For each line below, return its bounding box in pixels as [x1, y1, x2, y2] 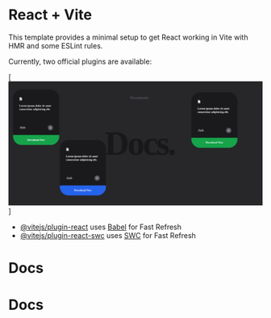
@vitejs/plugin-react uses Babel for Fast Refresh [19, 222, 182, 232]
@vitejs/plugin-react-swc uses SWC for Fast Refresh [19, 230, 196, 240]
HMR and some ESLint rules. [8, 40, 103, 50]
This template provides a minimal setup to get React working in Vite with [8, 32, 248, 42]
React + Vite [8, 6, 93, 24]
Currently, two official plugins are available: [8, 56, 152, 66]
